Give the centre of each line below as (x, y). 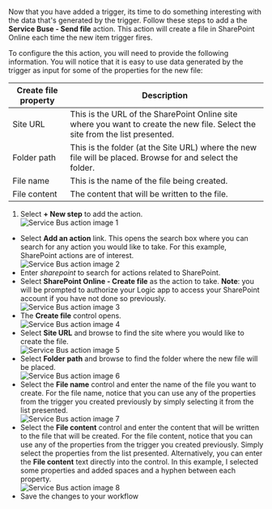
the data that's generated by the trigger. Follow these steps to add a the (128, 20)
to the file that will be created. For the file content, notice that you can (136, 436)
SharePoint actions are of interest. (77, 255)
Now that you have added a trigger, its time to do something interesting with (135, 12)
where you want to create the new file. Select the (163, 124)
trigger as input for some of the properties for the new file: (106, 70)
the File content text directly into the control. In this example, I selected (139, 462)
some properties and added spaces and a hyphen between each (128, 470)
